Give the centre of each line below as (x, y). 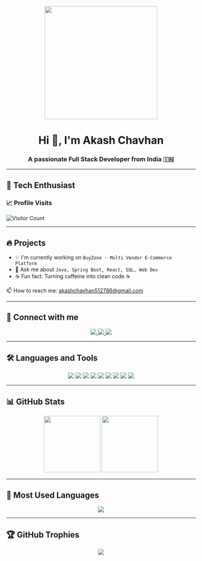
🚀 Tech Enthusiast (41, 185)
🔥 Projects (26, 243)
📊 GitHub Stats (35, 402)
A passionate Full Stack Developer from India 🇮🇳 (101, 159)
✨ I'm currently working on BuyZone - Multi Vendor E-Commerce (93, 257)
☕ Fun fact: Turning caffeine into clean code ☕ (73, 276)
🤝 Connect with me (42, 318)
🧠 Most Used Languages (53, 495)
